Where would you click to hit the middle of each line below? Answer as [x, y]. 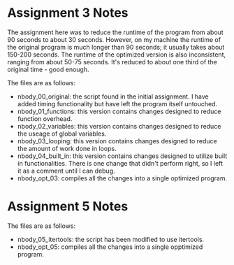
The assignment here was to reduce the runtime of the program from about [115, 32]
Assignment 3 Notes [68, 13]
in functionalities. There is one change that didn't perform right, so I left [120, 163]
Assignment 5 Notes [68, 207]
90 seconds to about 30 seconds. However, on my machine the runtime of [114, 39]
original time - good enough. [48, 69]
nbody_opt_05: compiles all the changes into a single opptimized [110, 247]
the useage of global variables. [62, 134]
